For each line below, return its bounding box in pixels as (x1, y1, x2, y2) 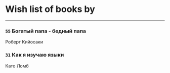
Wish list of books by (5, 3, 95, 15)
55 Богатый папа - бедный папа (5, 27, 87, 34)
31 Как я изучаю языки (5, 51, 64, 58)
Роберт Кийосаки (5, 39, 43, 45)
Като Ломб (5, 62, 29, 68)
